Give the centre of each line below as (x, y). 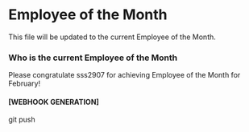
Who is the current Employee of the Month (93, 58)
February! (25, 84)
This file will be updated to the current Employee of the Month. (112, 37)
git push (22, 120)
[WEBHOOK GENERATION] (54, 102)
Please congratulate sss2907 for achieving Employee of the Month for (124, 75)
